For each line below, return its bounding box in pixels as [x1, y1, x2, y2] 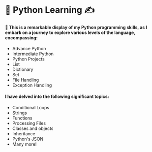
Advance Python [12, 46, 46, 52]
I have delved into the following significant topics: [5, 93, 109, 99]
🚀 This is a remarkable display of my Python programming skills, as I [5, 24, 148, 30]
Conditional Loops [12, 104, 50, 110]
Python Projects [12, 56, 45, 62]
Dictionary [12, 66, 33, 72]
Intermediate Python [12, 51, 54, 57]
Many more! [12, 141, 37, 147]
